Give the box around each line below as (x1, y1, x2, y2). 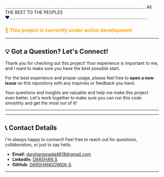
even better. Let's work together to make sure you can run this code (5, 95, 142, 101)
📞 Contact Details (5, 124, 57, 132)
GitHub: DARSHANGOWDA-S (12, 161, 72, 167)
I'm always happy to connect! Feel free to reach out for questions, (5, 136, 138, 142)
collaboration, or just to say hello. (5, 142, 72, 148)
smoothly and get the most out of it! (5, 100, 77, 106)
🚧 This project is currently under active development (5, 26, 133, 33)
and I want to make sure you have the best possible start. (5, 66, 121, 72)
